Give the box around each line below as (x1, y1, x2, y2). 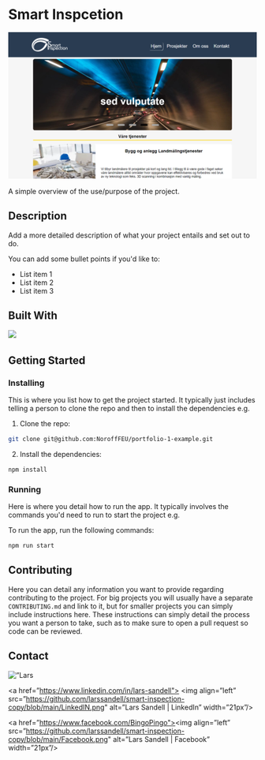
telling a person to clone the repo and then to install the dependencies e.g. (8, 404, 250, 414)
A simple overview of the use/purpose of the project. (8, 186, 180, 196)
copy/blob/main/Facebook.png (8, 734, 109, 743)
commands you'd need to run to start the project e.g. (8, 511, 180, 520)
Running (8, 484, 42, 495)
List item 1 (19, 269, 53, 279)
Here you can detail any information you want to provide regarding (8, 584, 225, 593)
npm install (8, 466, 47, 474)
